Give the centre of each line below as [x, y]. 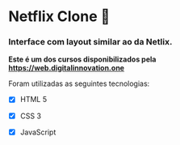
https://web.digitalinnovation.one [67, 68]
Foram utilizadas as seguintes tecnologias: [79, 83]
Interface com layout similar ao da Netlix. [90, 42]
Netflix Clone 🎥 [59, 17]
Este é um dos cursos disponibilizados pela [82, 59]
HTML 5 [33, 100]
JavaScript [38, 132]
